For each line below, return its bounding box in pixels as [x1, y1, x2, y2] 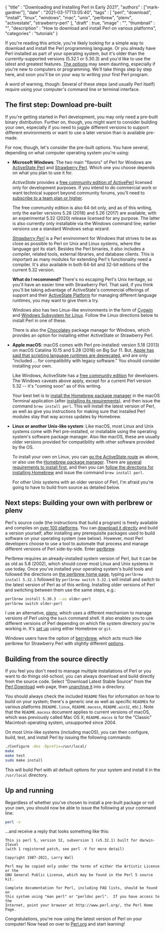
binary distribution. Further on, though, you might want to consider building [5, 119, 158, 125]
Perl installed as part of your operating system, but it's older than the [5, 50, 145, 56]
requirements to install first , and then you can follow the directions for [12, 464, 154, 470]
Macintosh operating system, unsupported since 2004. [5, 719, 117, 726]
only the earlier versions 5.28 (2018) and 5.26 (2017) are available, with [12, 210, 157, 216]
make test [5, 753, 26, 758]
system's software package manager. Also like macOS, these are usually [12, 434, 160, 440]
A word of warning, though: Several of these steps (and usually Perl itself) [5, 81, 155, 87]
